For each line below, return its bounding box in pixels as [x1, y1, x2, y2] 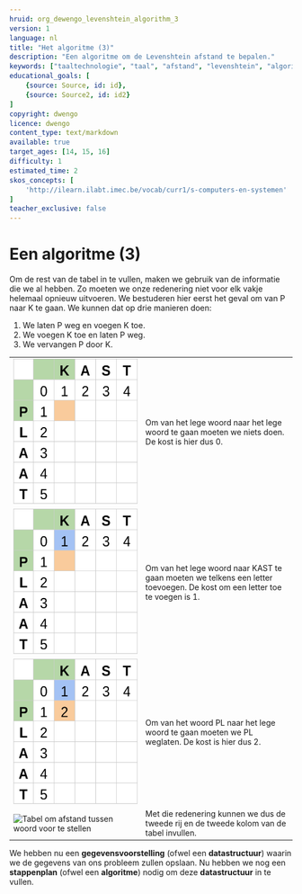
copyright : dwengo [9, 109, 78, 119]
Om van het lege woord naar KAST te [145, 562, 283, 573]
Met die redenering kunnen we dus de [145, 809, 286, 818]
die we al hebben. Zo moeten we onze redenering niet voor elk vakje [9, 283, 263, 294]
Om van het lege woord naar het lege [145, 417, 282, 428]
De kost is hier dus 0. [145, 436, 223, 447]
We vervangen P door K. [22, 339, 114, 350]
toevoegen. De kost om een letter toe [145, 581, 282, 593]
